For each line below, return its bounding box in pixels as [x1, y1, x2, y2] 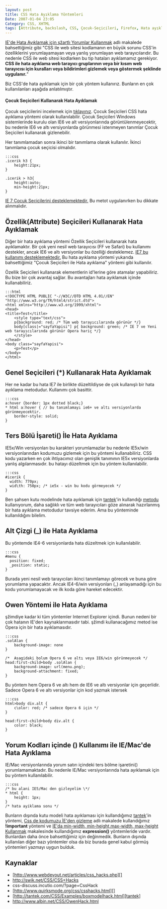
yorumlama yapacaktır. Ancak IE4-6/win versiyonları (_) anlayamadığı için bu [5, 581, 162, 587]
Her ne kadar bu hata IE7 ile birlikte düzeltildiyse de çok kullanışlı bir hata [5, 381, 155, 387]
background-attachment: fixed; [14, 669, 79, 674]
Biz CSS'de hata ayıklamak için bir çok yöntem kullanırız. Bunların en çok [5, 81, 154, 87]
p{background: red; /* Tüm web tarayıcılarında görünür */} [14, 320, 141, 325]
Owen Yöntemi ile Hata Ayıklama [5, 601, 108, 609]
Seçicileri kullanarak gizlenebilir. [5, 130, 71, 136]
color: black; [14, 723, 43, 728]
